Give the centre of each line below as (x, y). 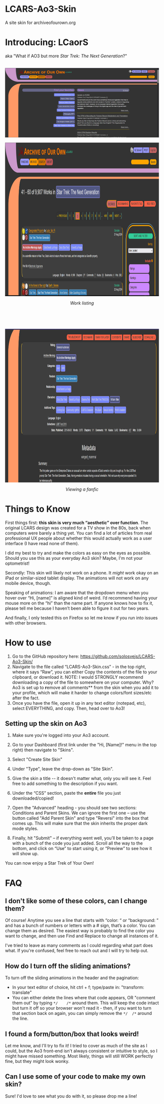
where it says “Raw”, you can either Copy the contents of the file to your (85, 672)
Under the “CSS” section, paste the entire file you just (66, 793)
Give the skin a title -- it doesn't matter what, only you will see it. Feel (82, 779)
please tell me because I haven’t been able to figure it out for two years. (77, 608)
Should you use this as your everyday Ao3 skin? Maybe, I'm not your (74, 558)
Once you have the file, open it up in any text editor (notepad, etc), (79, 703)
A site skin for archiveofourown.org (41, 23)
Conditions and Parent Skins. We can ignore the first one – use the (79, 813)
